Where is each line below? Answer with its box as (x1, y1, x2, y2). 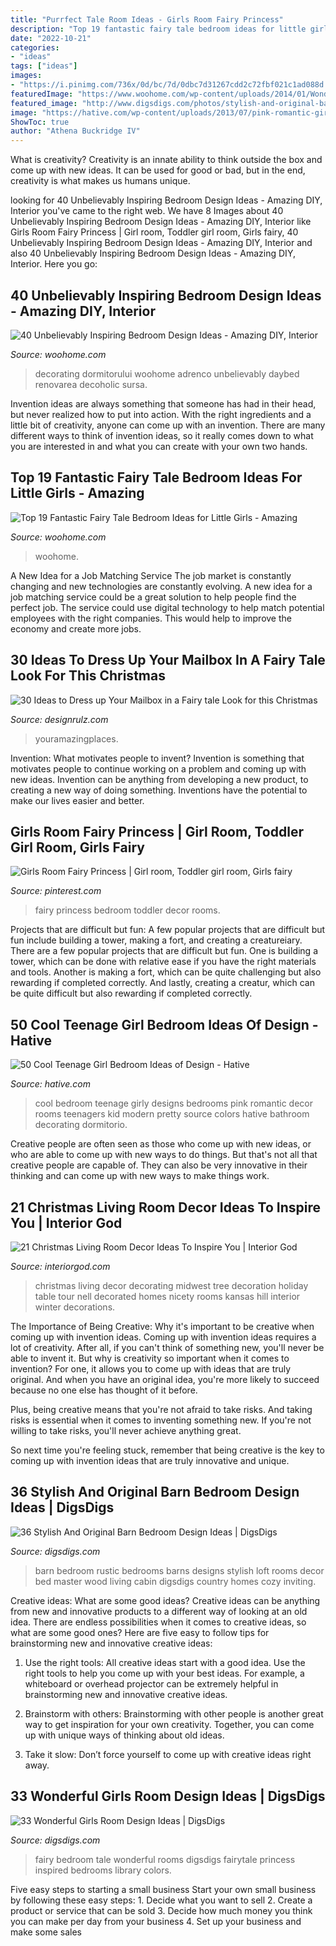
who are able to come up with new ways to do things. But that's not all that (10, 1149, 318, 1161)
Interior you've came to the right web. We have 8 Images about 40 (10, 205, 284, 217)
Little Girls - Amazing (10, 485, 145, 502)
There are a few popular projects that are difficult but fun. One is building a (10, 945, 319, 957)
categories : (10, 42, 60, 53)
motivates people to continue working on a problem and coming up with (10, 762, 307, 775)
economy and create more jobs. (10, 622, 142, 635)
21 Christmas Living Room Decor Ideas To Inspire (10, 1199, 321, 1216)
